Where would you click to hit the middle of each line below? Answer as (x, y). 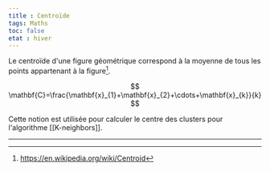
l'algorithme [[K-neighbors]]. (55, 127)
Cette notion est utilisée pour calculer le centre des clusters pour (116, 119)
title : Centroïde (39, 16)
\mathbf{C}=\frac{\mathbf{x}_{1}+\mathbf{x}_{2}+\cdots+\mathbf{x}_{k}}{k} (135, 95)
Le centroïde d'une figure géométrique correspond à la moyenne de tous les (135, 61)
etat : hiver (30, 38)
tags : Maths (28, 23)
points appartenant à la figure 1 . (59, 70)
